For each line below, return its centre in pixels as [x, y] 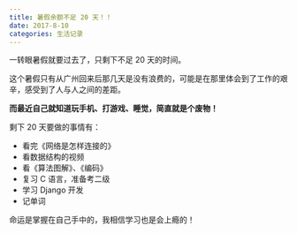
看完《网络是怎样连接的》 [69, 146]
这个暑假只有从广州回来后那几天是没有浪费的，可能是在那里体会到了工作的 [145, 79]
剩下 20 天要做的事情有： [55, 127]
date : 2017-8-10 [39, 26]
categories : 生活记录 [46, 34]
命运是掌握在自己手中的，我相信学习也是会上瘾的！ [102, 220]
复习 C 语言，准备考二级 [66, 179]
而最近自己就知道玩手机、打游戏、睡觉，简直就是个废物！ [114, 109]
